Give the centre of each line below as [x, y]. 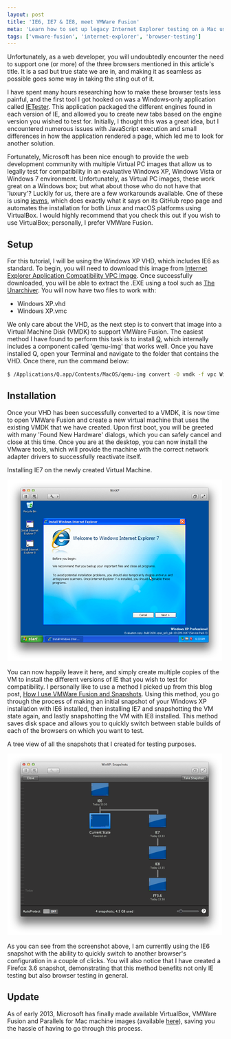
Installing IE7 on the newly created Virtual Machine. [80, 470]
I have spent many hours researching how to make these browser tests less [114, 92]
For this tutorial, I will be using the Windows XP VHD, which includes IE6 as [113, 261]
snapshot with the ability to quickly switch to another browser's [97, 953]
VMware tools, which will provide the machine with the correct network [108, 449]
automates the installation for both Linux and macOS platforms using [104, 208]
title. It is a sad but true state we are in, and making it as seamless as [104, 72]
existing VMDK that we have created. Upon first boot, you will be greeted [111, 427]
